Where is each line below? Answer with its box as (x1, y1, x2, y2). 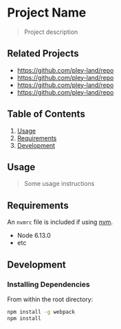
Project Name (7, 5, 87, 21)
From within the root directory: (7, 295, 93, 303)
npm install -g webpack (7, 308, 76, 315)
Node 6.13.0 (16, 232, 51, 240)
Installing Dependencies (7, 279, 91, 289)
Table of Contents (7, 109, 86, 120)
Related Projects (7, 48, 79, 59)
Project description (23, 28, 78, 36)
